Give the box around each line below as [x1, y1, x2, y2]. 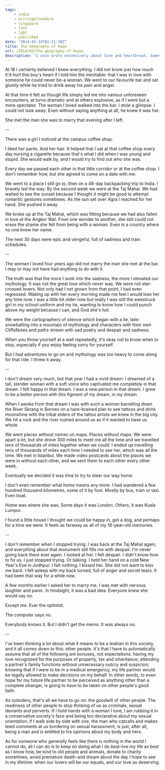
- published [14, 35, 38, 40]
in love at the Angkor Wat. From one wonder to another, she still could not [5, 217, 154, 222]
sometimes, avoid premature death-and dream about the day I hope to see [5, 754, 156, 760]
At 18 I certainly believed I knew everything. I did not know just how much [5, 67, 154, 73]
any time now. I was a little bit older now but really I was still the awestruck [5, 296, 156, 302]
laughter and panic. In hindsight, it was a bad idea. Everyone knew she [5, 587, 148, 593]
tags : [5, 7, 16, 12]
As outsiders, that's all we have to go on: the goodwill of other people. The [5, 697, 156, 703]
